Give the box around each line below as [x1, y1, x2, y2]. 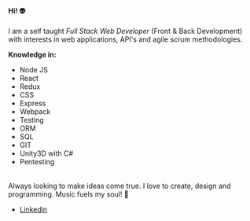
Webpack [19, 107, 51, 116]
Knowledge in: [8, 50, 57, 60]
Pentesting [19, 157, 55, 167]
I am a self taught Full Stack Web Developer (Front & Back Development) [8, 27, 243, 36]
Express [19, 98, 46, 109]
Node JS [19, 65, 49, 75]
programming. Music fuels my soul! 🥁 [8, 190, 129, 199]
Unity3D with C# [19, 149, 74, 158]
